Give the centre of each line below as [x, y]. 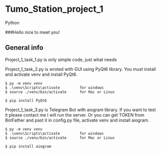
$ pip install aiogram [28, 146]
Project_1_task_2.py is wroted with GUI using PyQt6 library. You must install [80, 69]
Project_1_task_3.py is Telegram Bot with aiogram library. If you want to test [80, 110]
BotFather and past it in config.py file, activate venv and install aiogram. [77, 120]
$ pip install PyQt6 [26, 100]
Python [12, 23]
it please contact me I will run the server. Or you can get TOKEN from [75, 115]
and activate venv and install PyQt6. [41, 74]
